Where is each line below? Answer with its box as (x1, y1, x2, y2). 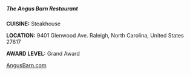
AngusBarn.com (6, 61, 47, 69)
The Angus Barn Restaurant (6, 5, 79, 12)
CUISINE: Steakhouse (6, 20, 61, 27)
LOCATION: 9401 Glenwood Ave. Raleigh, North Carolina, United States (6, 31, 185, 39)
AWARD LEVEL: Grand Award (6, 50, 80, 57)
